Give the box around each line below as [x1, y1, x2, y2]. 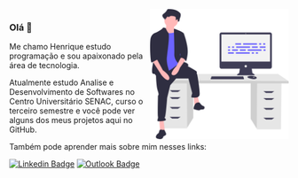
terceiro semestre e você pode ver [9, 105, 136, 116]
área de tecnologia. [9, 60, 80, 71]
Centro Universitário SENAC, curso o [9, 97, 144, 107]
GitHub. [9, 124, 37, 135]
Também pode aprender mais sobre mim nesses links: [9, 142, 207, 152]
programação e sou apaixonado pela [9, 50, 144, 61]
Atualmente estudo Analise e [9, 77, 114, 88]
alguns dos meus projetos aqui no [9, 115, 133, 126]
